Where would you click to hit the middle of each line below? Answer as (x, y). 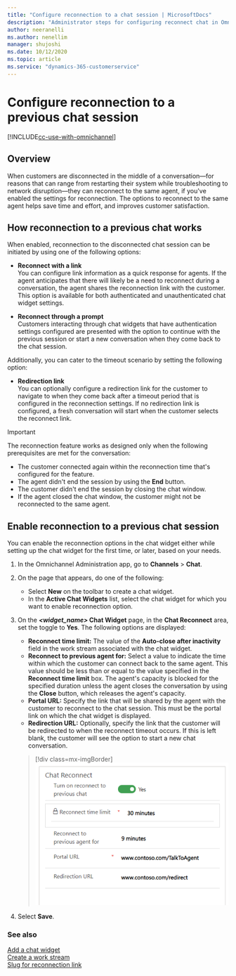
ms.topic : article (34, 60)
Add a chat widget (34, 950)
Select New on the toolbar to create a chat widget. (101, 592)
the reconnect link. (45, 419)
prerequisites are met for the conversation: (69, 453)
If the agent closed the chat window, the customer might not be (109, 497)
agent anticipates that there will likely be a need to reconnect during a (118, 280)
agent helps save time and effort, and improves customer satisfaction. (109, 206)
